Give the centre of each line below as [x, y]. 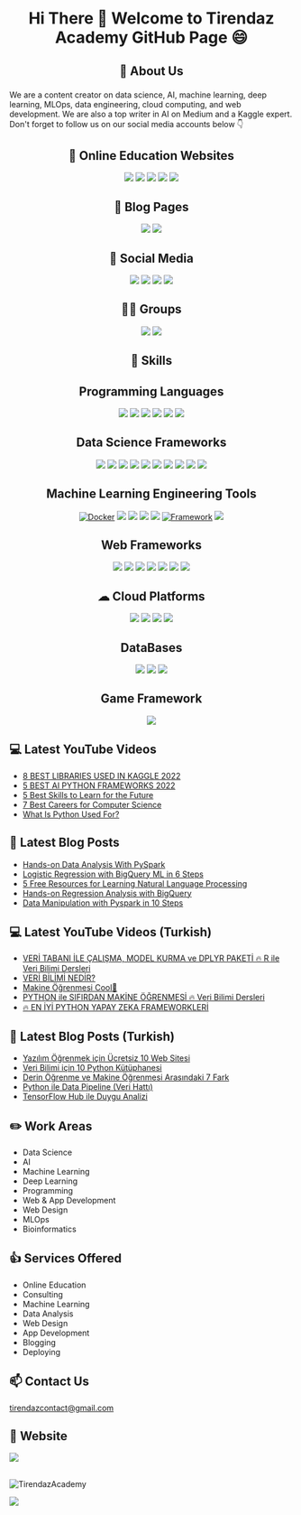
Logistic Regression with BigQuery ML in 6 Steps [113, 874]
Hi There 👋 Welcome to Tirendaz [151, 19]
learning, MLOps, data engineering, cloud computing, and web [125, 104]
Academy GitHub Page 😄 [151, 37]
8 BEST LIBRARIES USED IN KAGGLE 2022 [101, 776]
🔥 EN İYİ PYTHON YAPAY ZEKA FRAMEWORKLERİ [115, 1008]
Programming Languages [151, 391]
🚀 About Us [151, 71]
